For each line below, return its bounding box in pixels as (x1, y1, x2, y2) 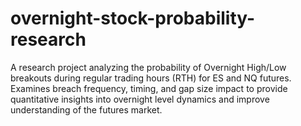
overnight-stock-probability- (10, 7, 256, 30)
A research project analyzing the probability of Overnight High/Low (10, 61, 287, 73)
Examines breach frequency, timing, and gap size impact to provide (10, 82, 288, 94)
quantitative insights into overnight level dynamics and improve (10, 93, 270, 105)
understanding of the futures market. (10, 103, 163, 116)
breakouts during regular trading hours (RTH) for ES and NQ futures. (10, 72, 292, 84)
